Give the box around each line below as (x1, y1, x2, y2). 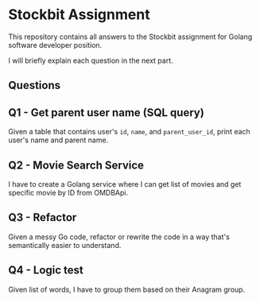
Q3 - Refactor (8, 211, 77, 224)
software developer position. (8, 40, 103, 49)
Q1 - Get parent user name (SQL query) (8, 106, 204, 119)
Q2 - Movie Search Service (8, 158, 145, 172)
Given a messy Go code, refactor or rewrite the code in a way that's (8, 232, 231, 242)
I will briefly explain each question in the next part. (8, 56, 173, 65)
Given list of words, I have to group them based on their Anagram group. (8, 285, 246, 294)
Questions (8, 79, 61, 92)
